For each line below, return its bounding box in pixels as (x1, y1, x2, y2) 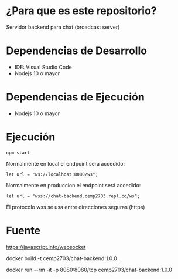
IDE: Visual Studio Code (14, 63, 72, 70)
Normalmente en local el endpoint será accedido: (6, 160, 125, 167)
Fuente (6, 224, 41, 237)
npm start (6, 150, 30, 156)
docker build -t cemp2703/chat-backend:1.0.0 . (6, 254, 120, 262)
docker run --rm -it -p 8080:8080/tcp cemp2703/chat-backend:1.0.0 (6, 266, 173, 273)
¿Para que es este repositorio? (6, 4, 157, 18)
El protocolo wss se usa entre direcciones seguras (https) (6, 203, 145, 210)
